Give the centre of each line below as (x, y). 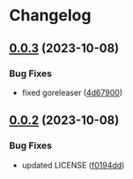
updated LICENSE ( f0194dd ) (73, 165)
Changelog (50, 16)
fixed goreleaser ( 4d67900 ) (72, 92)
